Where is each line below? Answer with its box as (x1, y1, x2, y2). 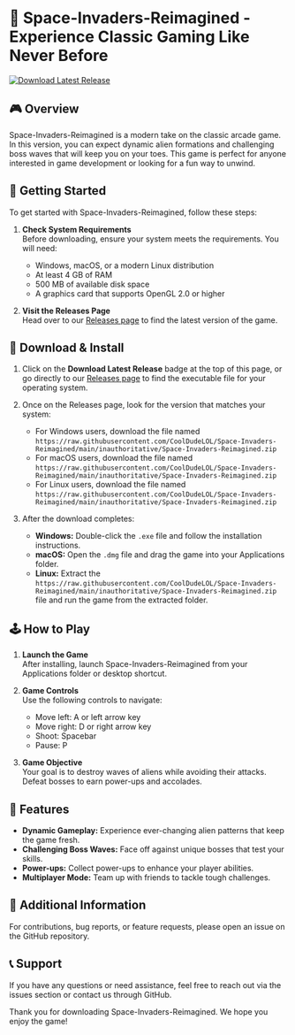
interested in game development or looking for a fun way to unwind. (9, 157, 256, 168)
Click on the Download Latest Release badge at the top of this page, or (21, 364, 283, 374)
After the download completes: (21, 513, 135, 525)
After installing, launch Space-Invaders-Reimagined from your (21, 659, 248, 670)
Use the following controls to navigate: (21, 694, 163, 706)
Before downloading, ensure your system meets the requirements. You (21, 234, 280, 244)
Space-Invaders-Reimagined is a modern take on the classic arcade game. (9, 129, 281, 140)
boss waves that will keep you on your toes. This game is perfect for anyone (9, 148, 287, 158)
